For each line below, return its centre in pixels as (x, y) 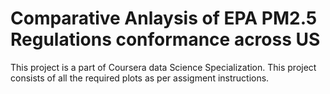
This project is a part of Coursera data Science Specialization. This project (163, 67)
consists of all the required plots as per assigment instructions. (140, 78)
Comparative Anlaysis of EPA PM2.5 (164, 18)
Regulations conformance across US (165, 39)
